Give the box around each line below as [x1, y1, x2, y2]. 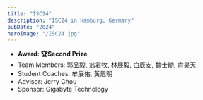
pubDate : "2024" [7, 23, 55, 30]
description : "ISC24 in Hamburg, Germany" [7, 17, 134, 24]
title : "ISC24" [7, 10, 52, 18]
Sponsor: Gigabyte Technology [17, 85, 108, 94]
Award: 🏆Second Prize [17, 50, 88, 58]
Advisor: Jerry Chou [17, 77, 77, 86]
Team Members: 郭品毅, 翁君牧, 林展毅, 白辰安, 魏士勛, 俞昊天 [17, 61, 197, 69]
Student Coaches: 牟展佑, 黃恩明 [17, 70, 113, 78]
